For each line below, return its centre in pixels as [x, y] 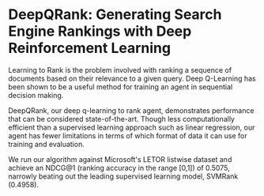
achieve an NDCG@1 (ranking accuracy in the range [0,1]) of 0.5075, [119, 168]
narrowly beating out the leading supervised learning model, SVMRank [123, 176]
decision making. [36, 95]
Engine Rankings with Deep [100, 31]
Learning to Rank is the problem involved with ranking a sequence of [120, 70]
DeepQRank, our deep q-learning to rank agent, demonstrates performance [131, 110]
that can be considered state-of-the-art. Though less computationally [122, 119]
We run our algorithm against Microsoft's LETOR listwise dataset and [120, 159]
